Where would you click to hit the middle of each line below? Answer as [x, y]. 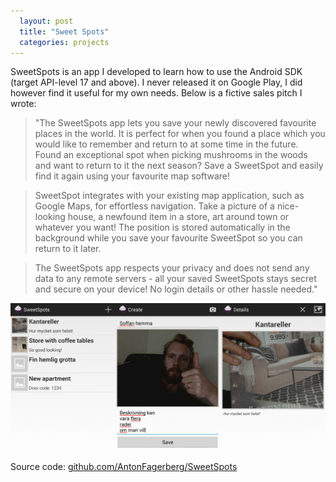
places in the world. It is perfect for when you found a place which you [180, 134]
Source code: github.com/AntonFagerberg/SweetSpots [124, 467]
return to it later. [68, 249]
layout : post [46, 21]
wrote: [23, 104]
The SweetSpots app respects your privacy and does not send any [172, 268]
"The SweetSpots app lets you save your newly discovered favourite [175, 123]
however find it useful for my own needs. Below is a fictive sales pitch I [156, 93]
